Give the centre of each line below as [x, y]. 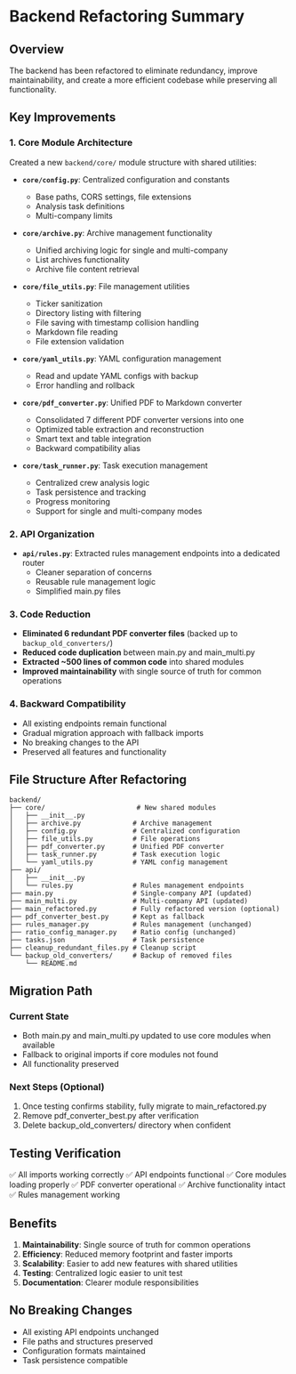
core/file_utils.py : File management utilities [106, 286]
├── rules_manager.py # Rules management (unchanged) [131, 925]
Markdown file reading [76, 332]
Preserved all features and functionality [94, 752]
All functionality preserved [70, 1064]
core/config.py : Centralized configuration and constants [126, 179]
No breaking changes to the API [80, 742]
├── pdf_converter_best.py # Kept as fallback [107, 917]
